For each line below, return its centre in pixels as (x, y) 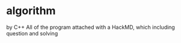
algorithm (31, 11)
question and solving (32, 33)
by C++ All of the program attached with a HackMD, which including (91, 27)
